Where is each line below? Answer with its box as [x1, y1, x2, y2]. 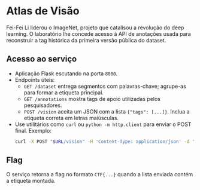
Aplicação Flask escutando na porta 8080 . [14, 70, 118, 77]
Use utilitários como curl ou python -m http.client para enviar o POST [14, 121, 192, 128]
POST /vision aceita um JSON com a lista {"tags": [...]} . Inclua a [23, 108, 190, 115]
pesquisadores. [23, 102, 62, 109]
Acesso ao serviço [6, 54, 77, 64]
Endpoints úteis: [14, 76, 55, 83]
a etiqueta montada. [6, 177, 56, 185]
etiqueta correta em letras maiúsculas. [23, 114, 119, 121]
